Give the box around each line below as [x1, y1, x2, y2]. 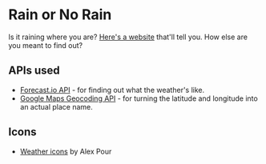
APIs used [8, 64, 60, 78]
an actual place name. [19, 102, 94, 111]
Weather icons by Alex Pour [19, 146, 112, 156]
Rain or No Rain [8, 6, 112, 24]
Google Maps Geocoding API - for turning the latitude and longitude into [19, 94, 258, 103]
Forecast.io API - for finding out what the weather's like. [19, 85, 205, 94]
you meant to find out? [8, 40, 83, 50]
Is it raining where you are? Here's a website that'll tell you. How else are [8, 32, 248, 42]
